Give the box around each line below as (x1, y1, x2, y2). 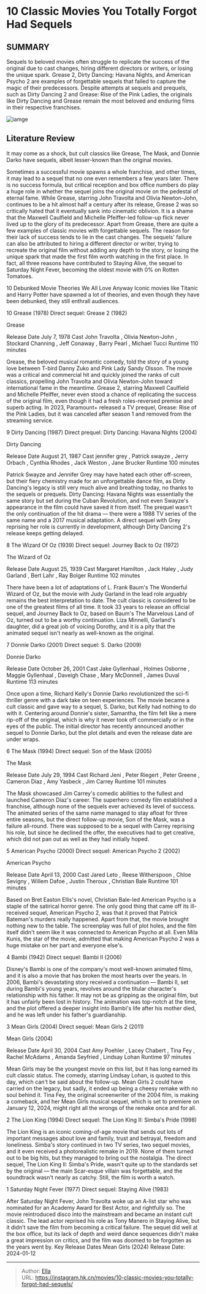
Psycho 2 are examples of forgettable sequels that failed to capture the (6, 78, 186, 85)
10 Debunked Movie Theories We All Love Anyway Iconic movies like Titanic (6, 284, 198, 292)
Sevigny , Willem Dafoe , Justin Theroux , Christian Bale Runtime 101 (6, 877, 179, 885)
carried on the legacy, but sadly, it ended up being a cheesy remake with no (6, 1085, 198, 1092)
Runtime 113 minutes (6, 678, 58, 685)
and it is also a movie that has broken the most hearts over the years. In (6, 972, 187, 979)
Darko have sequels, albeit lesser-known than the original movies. (6, 156, 173, 163)
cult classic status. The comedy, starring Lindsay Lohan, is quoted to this (6, 1071, 191, 1079)
